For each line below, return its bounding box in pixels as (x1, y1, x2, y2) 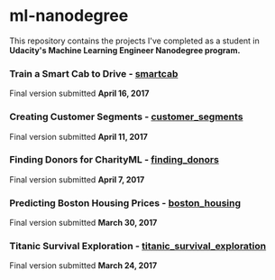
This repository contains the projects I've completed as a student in (9, 35, 260, 46)
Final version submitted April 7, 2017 (9, 173, 145, 185)
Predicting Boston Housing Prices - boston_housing (9, 196, 242, 209)
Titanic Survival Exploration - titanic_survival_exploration (9, 240, 267, 253)
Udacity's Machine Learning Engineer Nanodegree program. (9, 44, 241, 55)
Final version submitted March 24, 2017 (9, 260, 158, 271)
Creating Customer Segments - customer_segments (9, 110, 243, 123)
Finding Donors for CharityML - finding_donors (9, 154, 219, 166)
